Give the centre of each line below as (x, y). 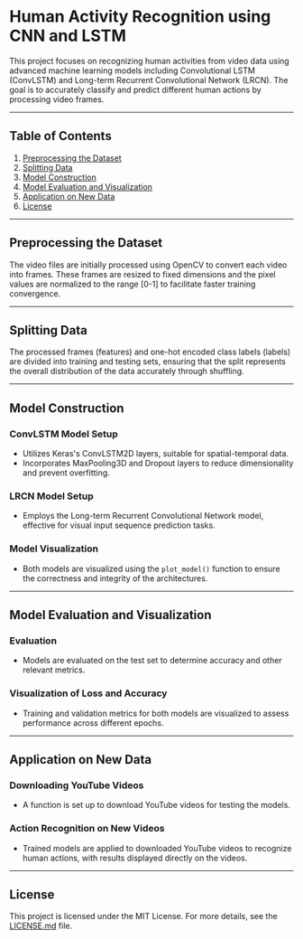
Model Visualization (54, 549)
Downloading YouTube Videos (77, 785)
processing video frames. (57, 99)
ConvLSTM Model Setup (64, 434)
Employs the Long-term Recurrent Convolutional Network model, (143, 516)
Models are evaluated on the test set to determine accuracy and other (152, 661)
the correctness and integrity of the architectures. (115, 578)
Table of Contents (61, 136)
